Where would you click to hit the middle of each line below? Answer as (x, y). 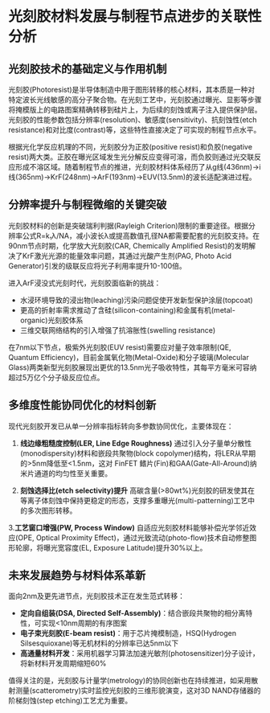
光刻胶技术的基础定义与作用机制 (88, 69)
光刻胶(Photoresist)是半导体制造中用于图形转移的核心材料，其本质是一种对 (132, 90)
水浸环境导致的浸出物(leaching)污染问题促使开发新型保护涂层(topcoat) (136, 300)
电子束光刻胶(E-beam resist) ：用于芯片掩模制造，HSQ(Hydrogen (128, 633)
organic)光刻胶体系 (51, 320)
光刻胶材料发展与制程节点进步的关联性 (135, 16)
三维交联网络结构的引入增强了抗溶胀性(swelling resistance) (118, 330)
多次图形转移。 (52, 510)
